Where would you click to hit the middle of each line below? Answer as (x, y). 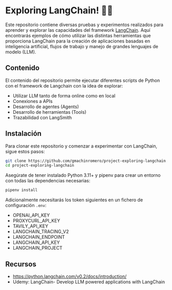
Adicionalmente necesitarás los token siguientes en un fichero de (74, 200)
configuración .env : (26, 205)
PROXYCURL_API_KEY (36, 221)
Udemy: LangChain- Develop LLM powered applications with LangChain (89, 282)
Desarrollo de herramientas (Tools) (49, 112)
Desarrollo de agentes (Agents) (46, 107)
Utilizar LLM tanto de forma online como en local (64, 96)
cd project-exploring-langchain (40, 165)
